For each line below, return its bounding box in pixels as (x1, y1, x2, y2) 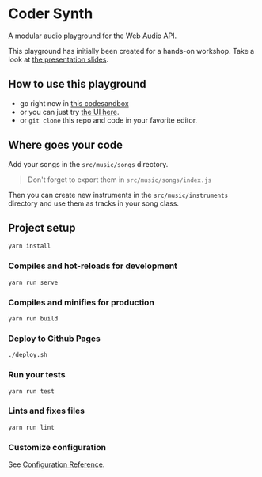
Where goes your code (8, 138, 123, 152)
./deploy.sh (8, 351, 47, 359)
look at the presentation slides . (8, 55, 109, 64)
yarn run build (8, 314, 59, 323)
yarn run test (8, 387, 55, 396)
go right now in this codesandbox (19, 98, 129, 108)
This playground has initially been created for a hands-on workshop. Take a (8, 46, 255, 55)
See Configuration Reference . (8, 460, 105, 469)
